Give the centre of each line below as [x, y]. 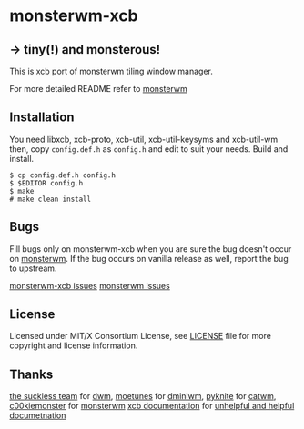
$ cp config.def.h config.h [63, 175]
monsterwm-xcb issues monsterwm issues [90, 285]
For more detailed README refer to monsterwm [99, 89]
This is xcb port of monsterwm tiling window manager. [111, 71]
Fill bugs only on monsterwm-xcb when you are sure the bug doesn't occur [151, 249]
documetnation [38, 415]
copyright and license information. [74, 345]
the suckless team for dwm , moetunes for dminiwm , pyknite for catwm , [143, 396]
